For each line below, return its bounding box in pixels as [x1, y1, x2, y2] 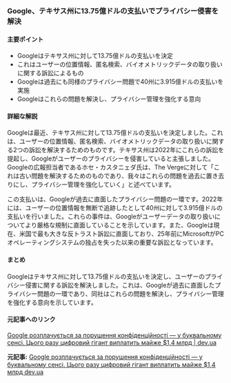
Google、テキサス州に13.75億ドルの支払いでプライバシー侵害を [7, 6, 219, 15]
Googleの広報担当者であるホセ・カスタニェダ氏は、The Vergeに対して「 [7, 163, 214, 171]
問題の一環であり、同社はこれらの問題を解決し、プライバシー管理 [37, 289, 224, 298]
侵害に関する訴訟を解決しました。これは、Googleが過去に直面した [25, 281, 215, 289]
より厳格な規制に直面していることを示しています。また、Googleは [25, 221, 214, 230]
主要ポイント [7, 35, 43, 43]
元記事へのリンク [7, 315, 56, 324]
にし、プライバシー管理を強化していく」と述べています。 [12, 180, 176, 189]
